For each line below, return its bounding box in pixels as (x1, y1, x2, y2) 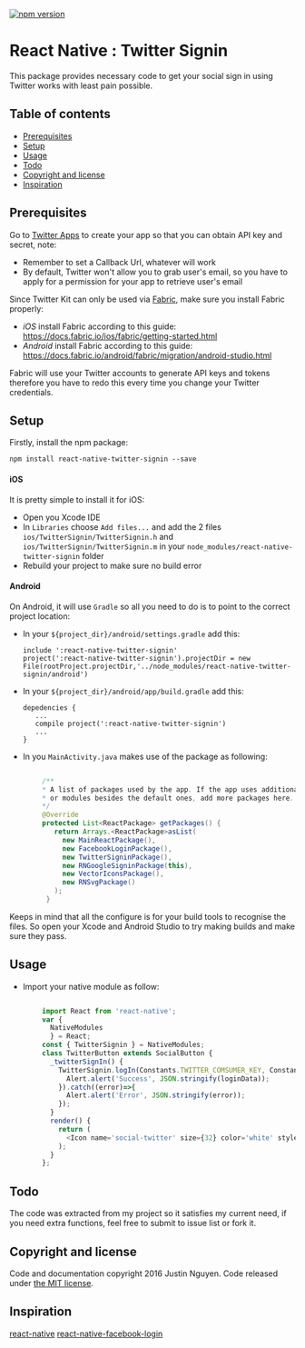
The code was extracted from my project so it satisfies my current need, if (9, 1208, 288, 1219)
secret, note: (9, 239, 57, 250)
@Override (42, 810, 79, 820)
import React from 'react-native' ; (42, 1006, 177, 1015)
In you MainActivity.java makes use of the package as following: (22, 751, 268, 762)
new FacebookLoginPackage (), (62, 844, 172, 854)
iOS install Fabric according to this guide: (22, 321, 177, 332)
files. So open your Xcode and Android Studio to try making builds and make (9, 921, 295, 932)
